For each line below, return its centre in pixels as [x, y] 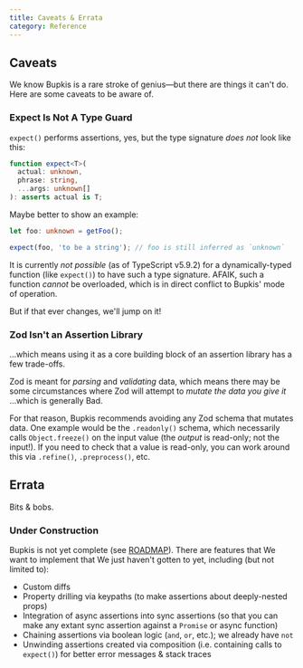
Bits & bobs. [32, 507]
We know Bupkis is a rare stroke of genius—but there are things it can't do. [149, 85]
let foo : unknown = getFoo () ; [66, 231]
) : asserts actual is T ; [56, 197]
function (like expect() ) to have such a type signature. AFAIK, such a [137, 274]
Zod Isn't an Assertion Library [76, 334]
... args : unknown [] [54, 189]
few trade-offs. [38, 364]
